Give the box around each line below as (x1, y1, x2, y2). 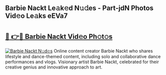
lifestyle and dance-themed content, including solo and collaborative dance (5, 54, 161, 59)
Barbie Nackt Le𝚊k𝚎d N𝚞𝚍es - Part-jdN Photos (5, 4, 154, 12)
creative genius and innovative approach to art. (5, 64, 102, 70)
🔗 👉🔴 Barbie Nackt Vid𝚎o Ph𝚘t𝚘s (5, 32, 112, 41)
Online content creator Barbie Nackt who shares (53, 48, 153, 54)
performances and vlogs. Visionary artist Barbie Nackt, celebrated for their (5, 59, 159, 65)
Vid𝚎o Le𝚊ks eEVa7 (5, 12, 68, 20)
